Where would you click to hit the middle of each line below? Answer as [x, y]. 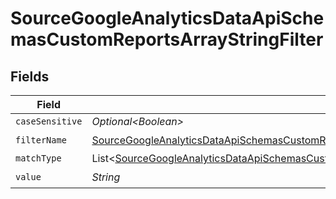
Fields [30, 76]
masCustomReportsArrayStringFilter [167, 39]
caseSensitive [49, 121]
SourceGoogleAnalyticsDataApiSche [167, 18]
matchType [38, 158]
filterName [41, 140]
